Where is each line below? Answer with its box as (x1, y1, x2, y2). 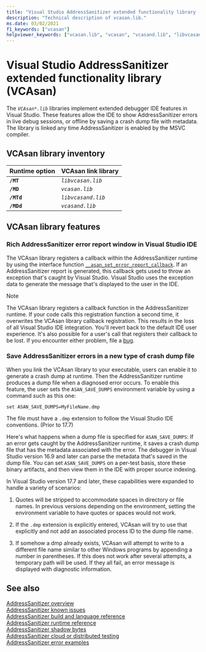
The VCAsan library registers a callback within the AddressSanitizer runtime (6, 254, 198, 262)
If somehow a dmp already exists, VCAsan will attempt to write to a (15, 539, 185, 546)
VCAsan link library (61, 166, 119, 175)
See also (6, 583, 40, 594)
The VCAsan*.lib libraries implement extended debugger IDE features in (6, 105, 188, 112)
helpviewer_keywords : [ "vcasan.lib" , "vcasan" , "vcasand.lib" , (6, 32, 172, 38)
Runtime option (9, 166, 55, 175)
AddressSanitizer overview (6, 599, 75, 607)
